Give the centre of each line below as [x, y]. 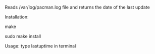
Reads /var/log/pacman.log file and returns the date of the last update [77, 7]
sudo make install [23, 36]
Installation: [17, 17]
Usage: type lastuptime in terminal [40, 46]
